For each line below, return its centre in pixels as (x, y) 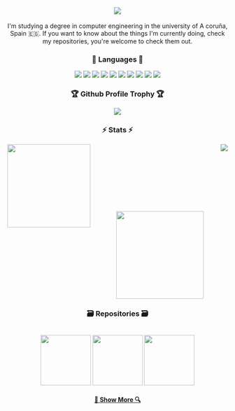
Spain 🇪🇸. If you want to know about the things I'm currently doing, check (117, 33)
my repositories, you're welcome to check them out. (117, 41)
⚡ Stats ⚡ (117, 130)
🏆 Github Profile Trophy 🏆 (117, 94)
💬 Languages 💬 (117, 59)
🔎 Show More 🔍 (117, 399)
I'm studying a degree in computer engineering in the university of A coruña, (117, 26)
